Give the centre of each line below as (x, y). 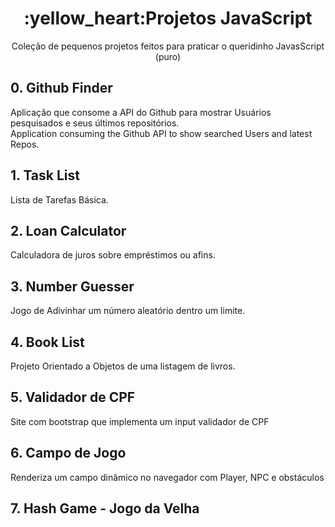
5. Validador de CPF (73, 397)
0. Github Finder (61, 88)
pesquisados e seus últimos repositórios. (95, 123)
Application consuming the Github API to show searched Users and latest (161, 133)
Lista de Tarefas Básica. (59, 199)
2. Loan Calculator (68, 230)
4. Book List (47, 342)
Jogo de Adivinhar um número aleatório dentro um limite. (128, 311)
